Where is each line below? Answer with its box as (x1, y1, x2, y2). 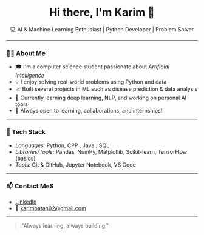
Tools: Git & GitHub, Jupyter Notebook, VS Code (15, 161, 137, 168)
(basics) (15, 154, 36, 162)
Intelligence (15, 72, 44, 79)
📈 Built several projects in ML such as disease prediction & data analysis (15, 85, 198, 93)
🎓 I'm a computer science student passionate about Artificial (15, 63, 170, 70)
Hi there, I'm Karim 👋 (49, 5, 155, 19)
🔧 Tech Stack (6, 128, 46, 136)
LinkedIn (15, 198, 37, 205)
